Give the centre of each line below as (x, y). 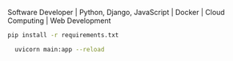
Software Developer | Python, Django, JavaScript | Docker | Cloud (116, 12)
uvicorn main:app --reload (60, 49)
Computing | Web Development (59, 21)
